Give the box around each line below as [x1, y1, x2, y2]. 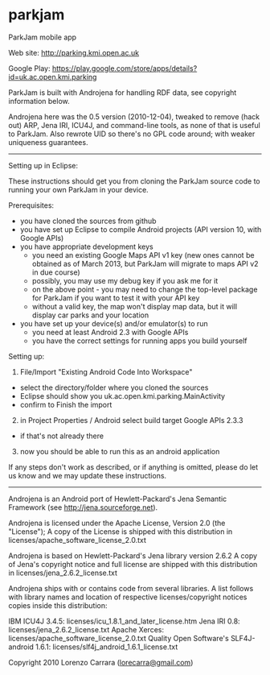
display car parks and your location [31, 310, 149, 320]
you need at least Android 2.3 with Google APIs [31, 327, 189, 337]
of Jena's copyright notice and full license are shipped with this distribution [8, 559, 258, 569]
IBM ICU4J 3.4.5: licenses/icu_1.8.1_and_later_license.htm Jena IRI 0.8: [8, 616, 240, 626]
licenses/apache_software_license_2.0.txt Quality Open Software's [8, 633, 229, 643]
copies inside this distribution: [8, 600, 108, 610]
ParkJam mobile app [8, 32, 77, 42]
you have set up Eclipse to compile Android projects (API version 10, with [19, 224, 262, 234]
